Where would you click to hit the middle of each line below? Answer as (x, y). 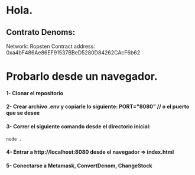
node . (14, 139)
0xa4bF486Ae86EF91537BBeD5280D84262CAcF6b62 (73, 53)
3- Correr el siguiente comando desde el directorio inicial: (79, 126)
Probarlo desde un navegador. (82, 77)
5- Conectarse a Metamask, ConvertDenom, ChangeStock (79, 166)
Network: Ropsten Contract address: (51, 46)
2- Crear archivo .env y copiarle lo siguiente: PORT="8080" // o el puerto (98, 106)
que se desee (23, 113)
